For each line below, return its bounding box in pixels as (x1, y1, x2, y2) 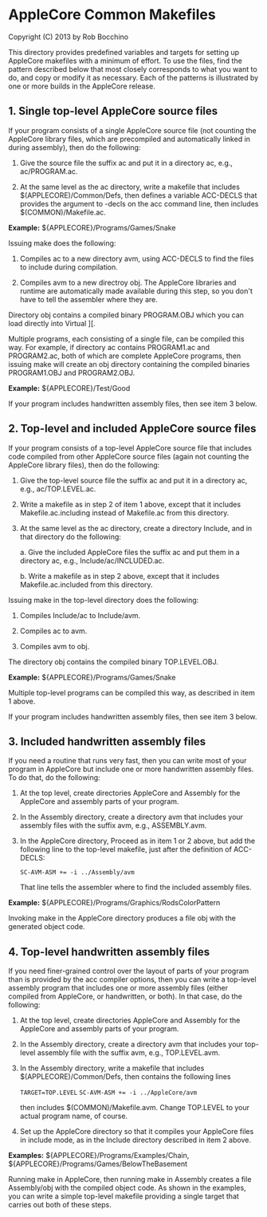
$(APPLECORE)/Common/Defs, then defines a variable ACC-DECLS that (19, 190, 257, 200)
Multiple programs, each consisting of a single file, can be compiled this (8, 333, 245, 344)
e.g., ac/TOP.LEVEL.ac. (19, 484, 96, 494)
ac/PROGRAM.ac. (19, 166, 78, 176)
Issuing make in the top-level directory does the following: (8, 595, 199, 605)
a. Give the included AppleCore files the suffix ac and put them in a (19, 547, 241, 557)
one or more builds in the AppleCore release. (8, 81, 155, 91)
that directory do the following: (19, 532, 122, 542)
